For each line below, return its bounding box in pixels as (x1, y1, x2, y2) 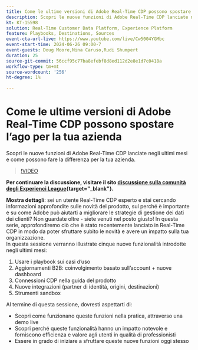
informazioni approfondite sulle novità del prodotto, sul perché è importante (6, 203, 190, 210)
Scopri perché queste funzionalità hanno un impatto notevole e (14, 325, 168, 332)
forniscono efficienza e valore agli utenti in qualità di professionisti (14, 331, 176, 338)
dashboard (14, 271, 41, 278)
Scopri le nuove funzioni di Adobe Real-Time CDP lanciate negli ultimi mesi (6, 150, 188, 157)
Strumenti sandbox (14, 290, 61, 297)
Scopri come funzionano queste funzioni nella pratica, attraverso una (14, 312, 183, 319)
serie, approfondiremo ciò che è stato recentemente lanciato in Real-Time (6, 222, 185, 229)
